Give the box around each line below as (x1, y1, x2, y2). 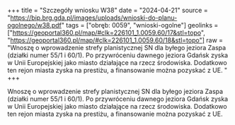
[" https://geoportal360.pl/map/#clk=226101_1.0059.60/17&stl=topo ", (7, 28, 205, 37)
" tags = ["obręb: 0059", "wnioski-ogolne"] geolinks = (61, 21, 219, 29)
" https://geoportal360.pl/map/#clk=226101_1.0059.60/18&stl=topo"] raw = (7, 36, 224, 44)
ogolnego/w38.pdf (7, 21, 62, 29)
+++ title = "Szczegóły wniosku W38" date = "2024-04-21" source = (7, 6, 208, 14)
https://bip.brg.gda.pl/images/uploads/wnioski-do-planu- (10, 13, 178, 22)
